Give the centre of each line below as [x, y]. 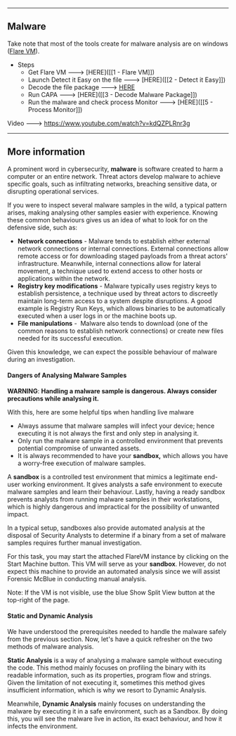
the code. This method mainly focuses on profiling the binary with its [106, 668]
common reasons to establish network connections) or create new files [120, 331]
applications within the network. [64, 278]
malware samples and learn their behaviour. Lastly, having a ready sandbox [116, 491]
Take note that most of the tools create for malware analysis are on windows [118, 44]
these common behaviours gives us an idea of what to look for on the [108, 220]
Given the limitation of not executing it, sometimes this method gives [106, 683]
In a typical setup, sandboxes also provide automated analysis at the [106, 528]
